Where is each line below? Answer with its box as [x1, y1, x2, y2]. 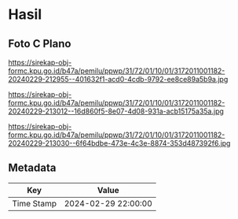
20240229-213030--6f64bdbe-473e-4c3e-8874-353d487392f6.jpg [8, 139, 231, 147]
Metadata [8, 161, 57, 175]
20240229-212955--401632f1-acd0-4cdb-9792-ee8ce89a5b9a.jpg [8, 75, 229, 84]
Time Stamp [12, 198, 57, 209]
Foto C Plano [8, 37, 71, 50]
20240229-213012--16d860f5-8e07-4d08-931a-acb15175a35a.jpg [8, 106, 224, 116]
